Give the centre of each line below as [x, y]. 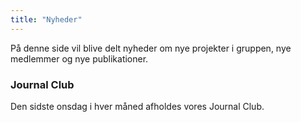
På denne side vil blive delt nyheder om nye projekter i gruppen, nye [151, 48]
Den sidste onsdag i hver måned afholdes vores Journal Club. [137, 106]
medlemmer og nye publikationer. [79, 58]
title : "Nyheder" [46, 19]
